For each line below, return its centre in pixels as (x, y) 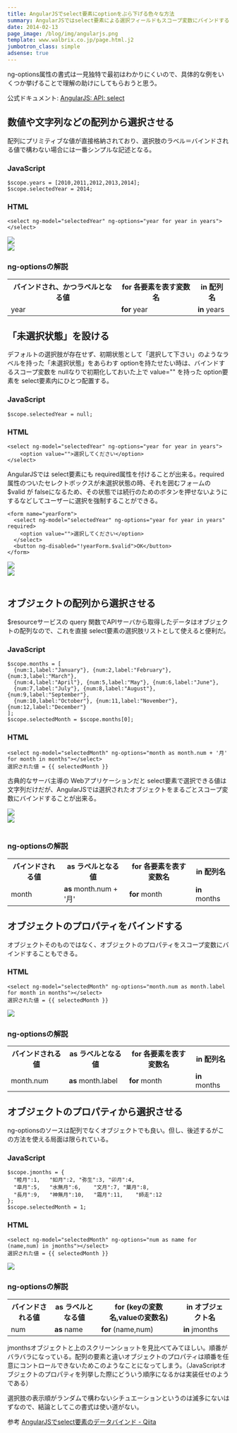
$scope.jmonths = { (36, 1173)
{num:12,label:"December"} (47, 707)
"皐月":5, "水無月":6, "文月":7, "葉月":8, (81, 1187)
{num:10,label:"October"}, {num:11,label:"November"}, (96, 701)
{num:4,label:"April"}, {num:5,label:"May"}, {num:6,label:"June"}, (116, 683)
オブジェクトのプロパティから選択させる (95, 1112)
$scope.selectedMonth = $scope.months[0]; (71, 720)
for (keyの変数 (139, 1307)
